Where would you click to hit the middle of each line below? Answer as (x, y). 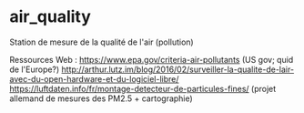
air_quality (50, 17)
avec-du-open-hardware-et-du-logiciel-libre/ (94, 78)
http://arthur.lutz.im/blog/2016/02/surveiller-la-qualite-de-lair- (177, 69)
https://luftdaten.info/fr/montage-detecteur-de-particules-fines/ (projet (143, 88)
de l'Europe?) (35, 69)
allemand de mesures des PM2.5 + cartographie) (101, 98)
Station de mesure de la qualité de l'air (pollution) (101, 42)
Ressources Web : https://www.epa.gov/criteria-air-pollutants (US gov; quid (152, 59)
